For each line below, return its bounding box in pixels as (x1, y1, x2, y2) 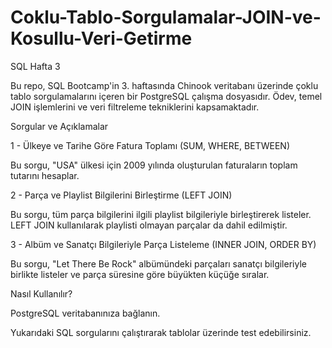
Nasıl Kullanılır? (10, 287, 73, 300)
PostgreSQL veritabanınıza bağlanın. (10, 307, 161, 319)
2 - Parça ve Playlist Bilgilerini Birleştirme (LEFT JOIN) (10, 189, 233, 201)
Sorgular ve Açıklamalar (10, 120, 109, 132)
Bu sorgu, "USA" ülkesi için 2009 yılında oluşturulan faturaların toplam (10, 159, 298, 171)
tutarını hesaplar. (10, 169, 80, 181)
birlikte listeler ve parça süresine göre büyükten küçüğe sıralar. (10, 268, 270, 280)
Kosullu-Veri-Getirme (10, 27, 193, 50)
